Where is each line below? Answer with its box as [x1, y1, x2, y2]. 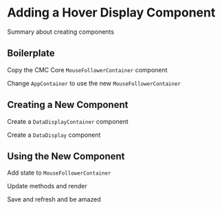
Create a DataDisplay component [7, 131, 101, 139]
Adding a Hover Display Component [7, 5, 216, 21]
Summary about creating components [7, 27, 115, 36]
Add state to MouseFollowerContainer [7, 168, 111, 177]
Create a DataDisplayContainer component [7, 117, 129, 125]
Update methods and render [7, 182, 87, 190]
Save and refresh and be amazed [7, 195, 101, 203]
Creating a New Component [7, 99, 129, 111]
